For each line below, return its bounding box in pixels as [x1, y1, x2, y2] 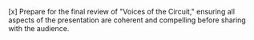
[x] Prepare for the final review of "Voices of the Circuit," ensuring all [8, 7, 235, 16]
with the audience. [8, 24, 70, 33]
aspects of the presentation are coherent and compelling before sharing [8, 15, 246, 25]
